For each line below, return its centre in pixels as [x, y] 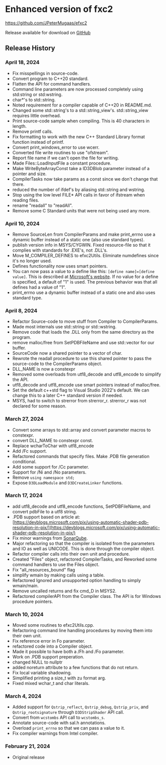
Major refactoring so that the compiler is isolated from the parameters [83, 543]
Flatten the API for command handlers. [52, 84]
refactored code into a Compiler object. [53, 646]
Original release [28, 757]
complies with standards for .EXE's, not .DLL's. [60, 250]
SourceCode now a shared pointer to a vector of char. [67, 353]
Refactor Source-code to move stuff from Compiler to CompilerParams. [85, 321]
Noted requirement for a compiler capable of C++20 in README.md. [82, 105]
